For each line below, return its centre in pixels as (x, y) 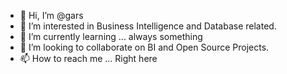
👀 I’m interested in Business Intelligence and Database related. (148, 26)
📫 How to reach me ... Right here (88, 58)
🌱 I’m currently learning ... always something (111, 36)
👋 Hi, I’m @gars (51, 15)
